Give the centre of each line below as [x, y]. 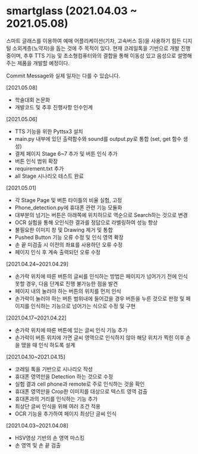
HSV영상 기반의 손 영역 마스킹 [50, 437]
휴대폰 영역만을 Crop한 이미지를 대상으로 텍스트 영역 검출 [81, 391]
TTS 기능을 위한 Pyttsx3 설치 [49, 131]
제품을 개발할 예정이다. [43, 63]
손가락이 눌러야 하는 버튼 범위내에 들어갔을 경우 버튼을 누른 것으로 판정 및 [100, 298]
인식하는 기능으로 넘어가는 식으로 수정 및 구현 [83, 306]
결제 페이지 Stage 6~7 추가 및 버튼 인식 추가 [66, 153]
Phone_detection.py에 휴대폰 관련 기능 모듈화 [68, 207]
